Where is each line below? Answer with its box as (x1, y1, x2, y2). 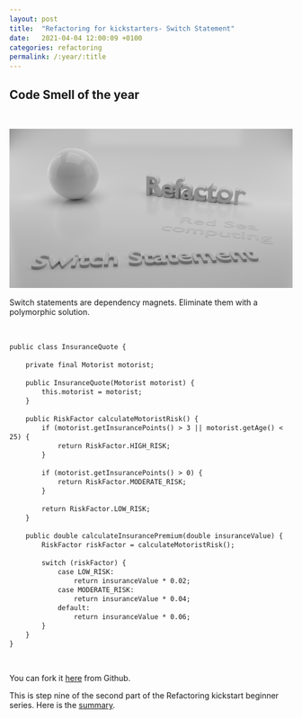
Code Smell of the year (9, 86, 140, 103)
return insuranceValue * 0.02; (73, 577, 191, 586)
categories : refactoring (9, 43, 102, 52)
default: (57, 604, 91, 613)
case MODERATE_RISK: (57, 586, 135, 595)
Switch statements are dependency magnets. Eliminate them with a (9, 297, 258, 308)
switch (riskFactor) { (41, 559, 127, 568)
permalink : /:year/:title (9, 52, 106, 62)
